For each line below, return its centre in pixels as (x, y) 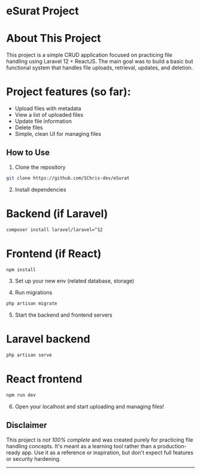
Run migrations (33, 293)
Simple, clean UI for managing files (58, 134)
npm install (21, 270)
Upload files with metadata (48, 108)
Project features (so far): (69, 92)
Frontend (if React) (54, 253)
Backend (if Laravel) (57, 213)
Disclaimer (27, 425)
